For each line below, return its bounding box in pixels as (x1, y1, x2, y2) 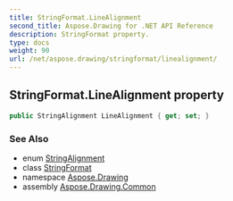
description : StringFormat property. (9, 29, 150, 38)
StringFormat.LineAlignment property (9, 88, 225, 103)
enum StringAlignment (21, 153, 105, 163)
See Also (9, 132, 49, 145)
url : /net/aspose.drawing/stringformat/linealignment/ (9, 54, 218, 63)
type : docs (9, 38, 50, 47)
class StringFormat (21, 162, 92, 172)
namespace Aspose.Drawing (21, 172, 129, 182)
